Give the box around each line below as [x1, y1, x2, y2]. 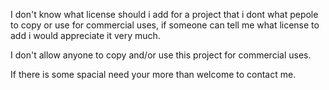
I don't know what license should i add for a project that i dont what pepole [10, 9, 319, 20]
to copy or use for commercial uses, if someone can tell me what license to [10, 19, 320, 31]
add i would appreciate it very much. [10, 30, 161, 41]
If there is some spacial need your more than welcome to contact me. [10, 69, 297, 80]
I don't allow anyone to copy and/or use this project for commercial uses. [10, 49, 312, 61]
